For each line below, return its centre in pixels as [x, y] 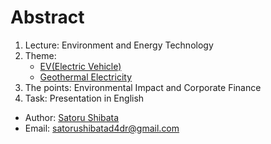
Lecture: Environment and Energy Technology [119, 45]
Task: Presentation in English [84, 98]
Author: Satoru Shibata [72, 117]
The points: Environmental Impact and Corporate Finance [143, 87]
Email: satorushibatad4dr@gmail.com [102, 128]
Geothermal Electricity [86, 77]
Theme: [40, 55]
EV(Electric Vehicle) [80, 66]
